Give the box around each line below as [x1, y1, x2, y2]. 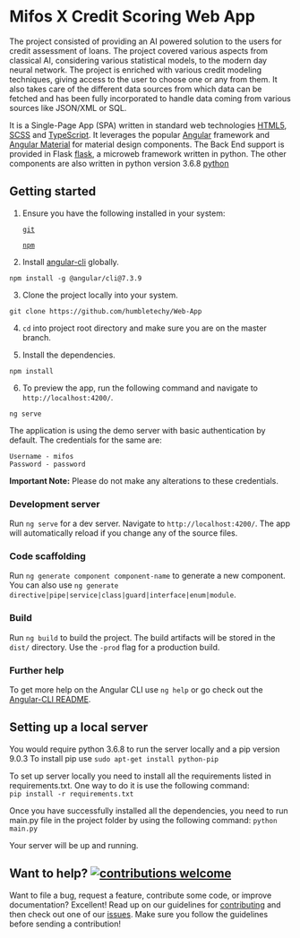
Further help [9, 664, 64, 676]
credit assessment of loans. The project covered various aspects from [9, 45, 269, 56]
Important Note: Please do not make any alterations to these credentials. [9, 475, 279, 486]
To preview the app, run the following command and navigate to [21, 383, 258, 393]
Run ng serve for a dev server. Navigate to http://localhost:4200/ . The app [9, 518, 291, 529]
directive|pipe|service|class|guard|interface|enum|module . [9, 589, 236, 600]
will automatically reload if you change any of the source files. [9, 528, 238, 538]
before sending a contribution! [9, 918, 121, 929]
